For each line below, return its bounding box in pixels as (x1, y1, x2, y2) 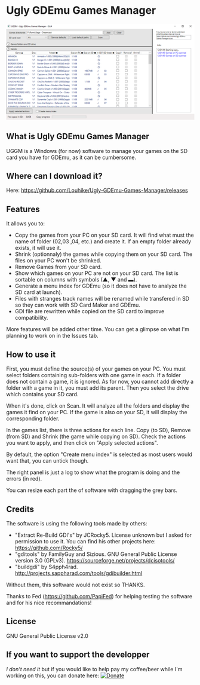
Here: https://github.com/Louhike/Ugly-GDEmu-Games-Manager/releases (6, 186, 188, 194)
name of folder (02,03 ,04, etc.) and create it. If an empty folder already (14, 238, 191, 245)
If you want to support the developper (6, 650, 150, 660)
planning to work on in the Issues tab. (6, 332, 99, 340)
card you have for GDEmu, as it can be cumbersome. (6, 154, 136, 161)
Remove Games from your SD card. (14, 264, 102, 271)
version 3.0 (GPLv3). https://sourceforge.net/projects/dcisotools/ (14, 556, 175, 564)
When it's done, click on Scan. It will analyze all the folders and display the (6, 402, 190, 409)
